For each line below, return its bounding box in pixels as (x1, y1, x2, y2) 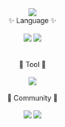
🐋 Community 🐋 (6, 93, 59, 102)
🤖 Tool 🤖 (18, 60, 47, 69)
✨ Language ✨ (8, 16, 57, 25)
